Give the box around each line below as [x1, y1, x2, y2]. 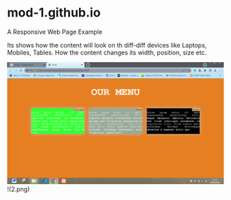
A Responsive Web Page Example [7, 28, 103, 36]
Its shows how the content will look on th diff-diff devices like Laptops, [7, 41, 208, 49]
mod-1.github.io [7, 5, 101, 21]
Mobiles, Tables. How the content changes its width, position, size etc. [7, 48, 207, 57]
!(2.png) [7, 185, 30, 193]
